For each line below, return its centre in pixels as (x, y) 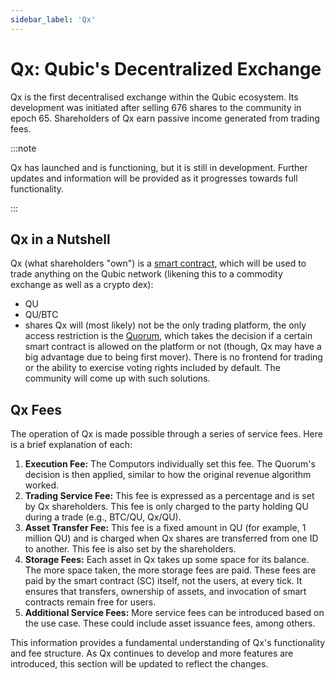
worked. (42, 485)
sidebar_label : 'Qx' (53, 19)
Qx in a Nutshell (60, 239)
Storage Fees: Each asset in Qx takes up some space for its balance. (167, 560)
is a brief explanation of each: (71, 445)
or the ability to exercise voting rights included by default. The (152, 368)
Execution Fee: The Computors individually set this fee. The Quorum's (170, 464)
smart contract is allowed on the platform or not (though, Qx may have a (173, 347)
